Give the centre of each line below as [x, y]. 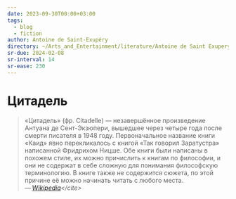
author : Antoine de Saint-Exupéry [58, 40]
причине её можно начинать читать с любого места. [104, 180]
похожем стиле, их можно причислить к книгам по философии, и [123, 158]
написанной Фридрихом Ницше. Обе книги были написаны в [116, 150]
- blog [23, 27]
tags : [15, 20]
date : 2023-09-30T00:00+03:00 [52, 14]
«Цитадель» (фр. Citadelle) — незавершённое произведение [115, 120]
